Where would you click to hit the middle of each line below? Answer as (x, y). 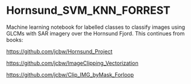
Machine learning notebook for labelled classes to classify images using (96, 27)
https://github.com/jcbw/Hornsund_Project (59, 51)
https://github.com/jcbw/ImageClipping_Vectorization (72, 63)
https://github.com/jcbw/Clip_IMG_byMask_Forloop (70, 74)
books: (15, 40)
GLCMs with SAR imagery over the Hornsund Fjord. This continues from (95, 33)
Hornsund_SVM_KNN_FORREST (88, 10)
